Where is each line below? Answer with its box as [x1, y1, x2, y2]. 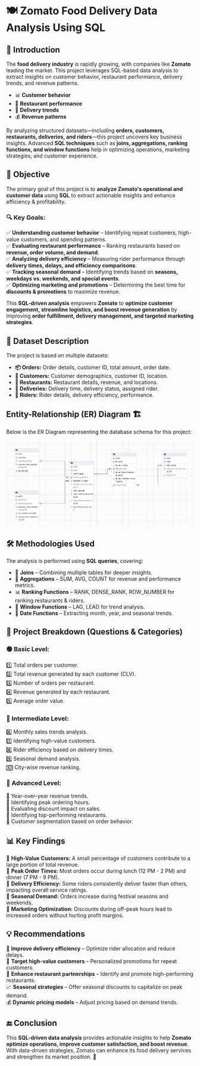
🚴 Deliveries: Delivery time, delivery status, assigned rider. [14, 385, 159, 392]
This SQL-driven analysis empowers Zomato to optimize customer [6, 300, 173, 307]
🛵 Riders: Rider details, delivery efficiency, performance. [14, 391, 154, 398]
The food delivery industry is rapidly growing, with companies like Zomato [6, 60, 191, 67]
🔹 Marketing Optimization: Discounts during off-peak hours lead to [6, 905, 173, 913]
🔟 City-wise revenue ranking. [6, 763, 81, 771]
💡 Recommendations [6, 929, 85, 939]
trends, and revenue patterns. [6, 79, 79, 87]
